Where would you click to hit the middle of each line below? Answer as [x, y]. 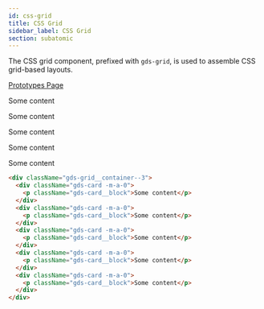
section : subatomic [41, 38]
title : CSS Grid [35, 23]
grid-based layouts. [41, 70]
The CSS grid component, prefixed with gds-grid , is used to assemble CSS [132, 61]
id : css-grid [30, 16]
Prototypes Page [36, 85]
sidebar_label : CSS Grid [50, 31]
